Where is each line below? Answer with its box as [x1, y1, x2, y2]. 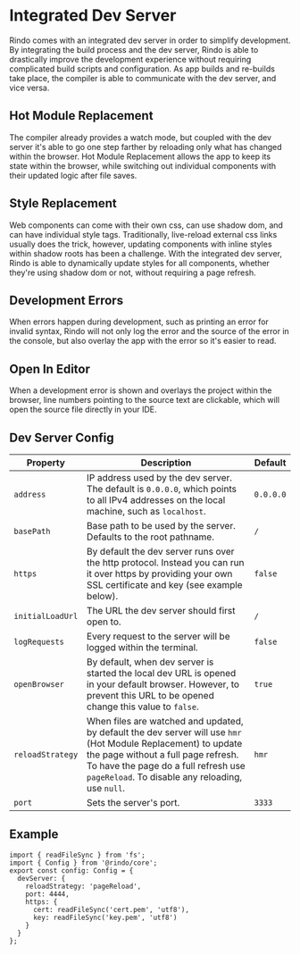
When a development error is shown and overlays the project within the [9, 385, 272, 396]
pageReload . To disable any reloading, [86, 771, 243, 782]
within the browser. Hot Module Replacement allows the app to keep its [9, 151, 271, 162]
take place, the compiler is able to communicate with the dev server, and [9, 72, 277, 83]
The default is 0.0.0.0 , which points [86, 483, 237, 495]
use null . [86, 782, 126, 794]
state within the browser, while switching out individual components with [9, 160, 277, 171]
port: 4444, [25, 890, 70, 899]
